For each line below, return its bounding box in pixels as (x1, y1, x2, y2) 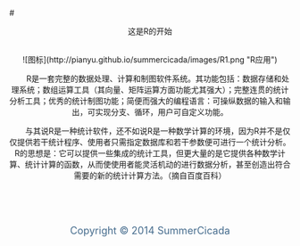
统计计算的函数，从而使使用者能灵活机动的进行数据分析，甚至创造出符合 (24, 160, 291, 169)
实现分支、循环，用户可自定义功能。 (95, 107, 229, 117)
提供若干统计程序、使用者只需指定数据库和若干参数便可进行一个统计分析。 (16, 137, 291, 147)
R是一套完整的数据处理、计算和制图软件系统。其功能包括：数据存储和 (26, 73, 282, 84)
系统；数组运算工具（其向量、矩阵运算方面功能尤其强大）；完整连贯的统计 (19, 85, 289, 94)
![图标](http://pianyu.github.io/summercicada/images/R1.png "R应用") (21, 54, 279, 65)
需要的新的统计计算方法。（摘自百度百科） (73, 170, 227, 181)
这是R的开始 (128, 26, 172, 37)
